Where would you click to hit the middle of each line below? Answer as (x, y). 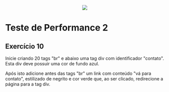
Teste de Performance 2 (57, 28)
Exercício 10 (25, 46)
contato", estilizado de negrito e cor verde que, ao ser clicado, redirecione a (84, 79)
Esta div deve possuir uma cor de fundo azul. (52, 64)
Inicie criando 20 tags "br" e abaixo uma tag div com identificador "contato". (85, 58)
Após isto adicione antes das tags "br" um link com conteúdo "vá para (78, 73)
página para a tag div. (28, 84)
